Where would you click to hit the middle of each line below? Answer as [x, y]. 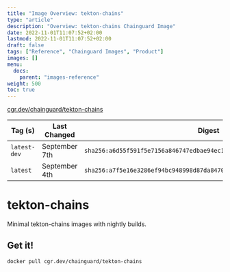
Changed [60, 135]
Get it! [21, 246]
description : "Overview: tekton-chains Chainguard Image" [91, 26]
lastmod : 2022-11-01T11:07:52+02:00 [59, 39]
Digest [208, 131]
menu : [15, 64]
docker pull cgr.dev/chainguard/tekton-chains [75, 261]
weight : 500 [24, 84]
